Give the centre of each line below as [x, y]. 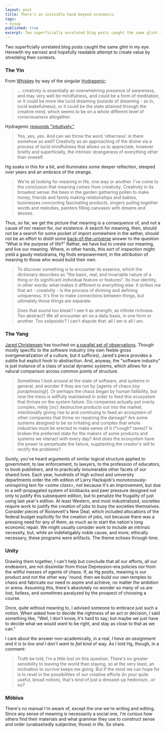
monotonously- [131, 480]
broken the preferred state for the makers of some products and [83, 433]
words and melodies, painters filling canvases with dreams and [81, 208]
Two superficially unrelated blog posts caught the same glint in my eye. [78, 47]
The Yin [15, 70]
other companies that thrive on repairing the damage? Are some [83, 417]
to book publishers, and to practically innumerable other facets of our [76, 469]
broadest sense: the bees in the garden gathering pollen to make [83, 192]
